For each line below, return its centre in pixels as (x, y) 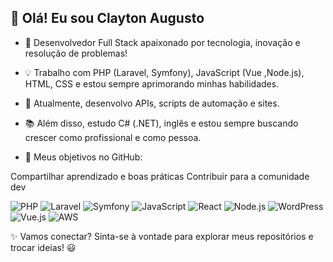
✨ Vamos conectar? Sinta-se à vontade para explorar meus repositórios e (162, 236)
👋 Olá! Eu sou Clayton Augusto (107, 18)
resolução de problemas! (76, 53)
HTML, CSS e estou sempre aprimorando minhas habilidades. (152, 83)
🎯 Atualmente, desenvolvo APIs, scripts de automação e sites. (152, 103)
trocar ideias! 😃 (43, 247)
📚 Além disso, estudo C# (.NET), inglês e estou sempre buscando (161, 123)
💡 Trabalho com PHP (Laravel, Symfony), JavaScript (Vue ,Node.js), (164, 72)
